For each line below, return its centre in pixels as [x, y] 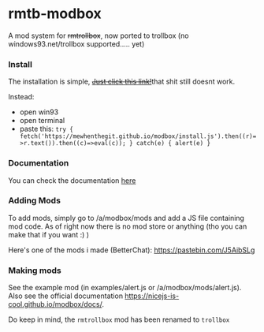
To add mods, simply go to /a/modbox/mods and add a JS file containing [126, 218]
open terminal [42, 121]
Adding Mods [35, 200]
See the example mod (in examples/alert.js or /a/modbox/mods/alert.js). [125, 288]
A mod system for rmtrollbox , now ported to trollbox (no [99, 35]
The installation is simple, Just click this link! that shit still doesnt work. [121, 82]
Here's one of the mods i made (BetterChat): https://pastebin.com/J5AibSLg [132, 250]
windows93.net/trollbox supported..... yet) [76, 43]
